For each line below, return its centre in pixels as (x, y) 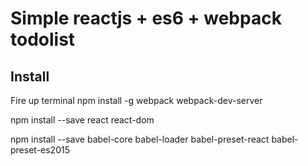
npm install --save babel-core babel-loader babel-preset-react (140, 139)
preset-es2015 (40, 150)
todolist (43, 39)
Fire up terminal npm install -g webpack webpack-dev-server (136, 100)
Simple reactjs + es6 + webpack (146, 18)
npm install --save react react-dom (82, 120)
